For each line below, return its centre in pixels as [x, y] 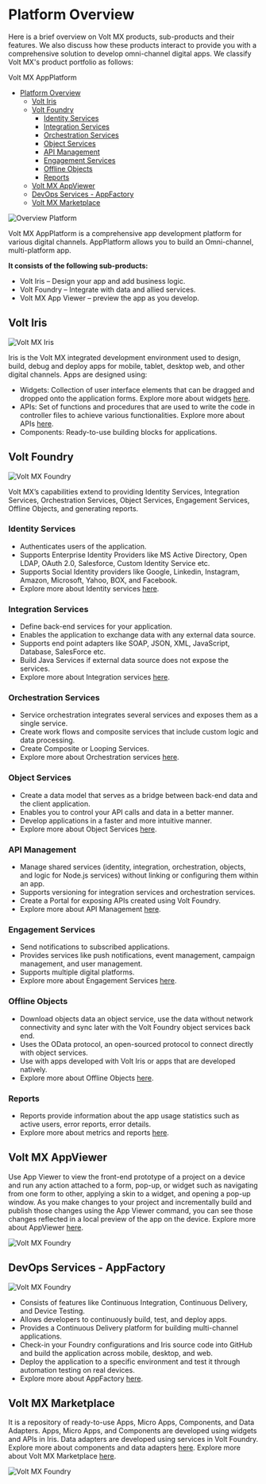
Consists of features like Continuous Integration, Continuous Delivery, [134, 1302]
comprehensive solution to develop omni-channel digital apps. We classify [130, 53]
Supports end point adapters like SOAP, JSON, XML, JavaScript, [125, 643]
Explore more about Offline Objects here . [87, 1078]
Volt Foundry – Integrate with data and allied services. [108, 289]
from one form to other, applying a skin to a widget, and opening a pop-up [130, 1193]
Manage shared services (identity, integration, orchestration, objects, [133, 867]
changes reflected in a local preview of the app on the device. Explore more [132, 1219]
